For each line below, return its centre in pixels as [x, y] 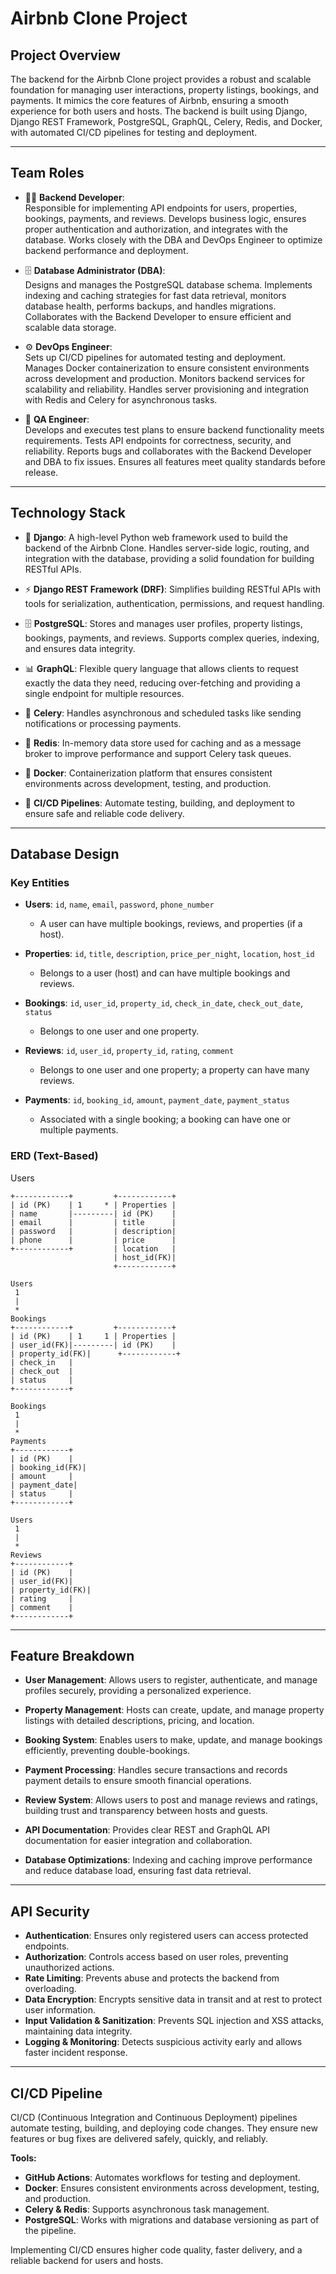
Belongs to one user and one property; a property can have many [174, 1070]
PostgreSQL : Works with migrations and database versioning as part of [172, 2220]
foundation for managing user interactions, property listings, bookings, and [165, 90]
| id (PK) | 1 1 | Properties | [93, 1336]
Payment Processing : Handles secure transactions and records [156, 1770]
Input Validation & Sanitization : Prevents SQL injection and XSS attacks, [174, 2021]
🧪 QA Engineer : [57, 419]
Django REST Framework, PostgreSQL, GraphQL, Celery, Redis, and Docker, [166, 121]
